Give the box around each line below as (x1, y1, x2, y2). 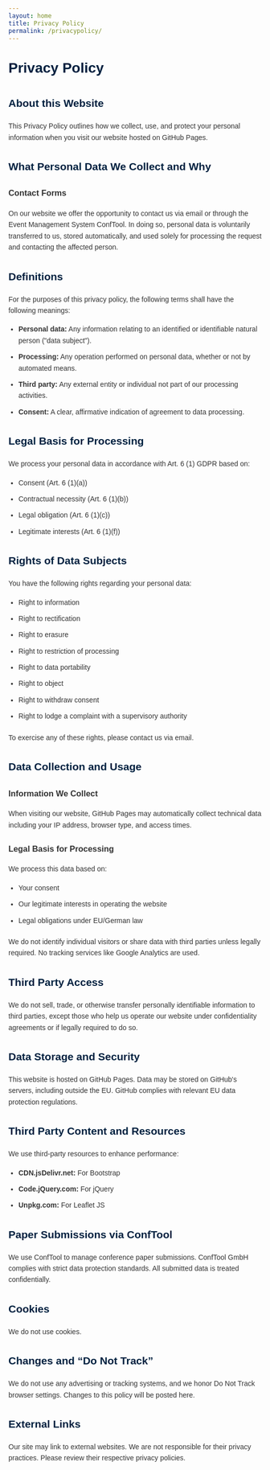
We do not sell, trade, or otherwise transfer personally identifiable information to (8, 1000, 256, 1009)
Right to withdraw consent (18, 695, 100, 704)
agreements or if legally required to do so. (8, 1023, 138, 1032)
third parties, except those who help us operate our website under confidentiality (8, 1012, 257, 1021)
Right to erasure (18, 630, 69, 639)
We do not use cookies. (8, 1327, 82, 1336)
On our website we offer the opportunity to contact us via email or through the (8, 209, 249, 218)
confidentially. (8, 1275, 51, 1284)
